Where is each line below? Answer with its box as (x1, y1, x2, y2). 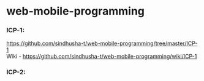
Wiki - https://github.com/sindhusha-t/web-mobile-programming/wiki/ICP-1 (6, 53, 197, 60)
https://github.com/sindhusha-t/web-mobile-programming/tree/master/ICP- (6, 40, 198, 47)
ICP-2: (6, 68, 26, 77)
